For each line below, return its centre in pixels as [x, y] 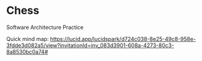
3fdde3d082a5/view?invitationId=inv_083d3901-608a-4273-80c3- [90, 45]
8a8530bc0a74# [27, 51]
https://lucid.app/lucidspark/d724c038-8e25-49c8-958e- [123, 39]
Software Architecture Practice [45, 27]
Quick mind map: [28, 39]
